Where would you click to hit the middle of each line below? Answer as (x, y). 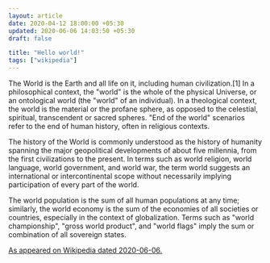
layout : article (35, 16)
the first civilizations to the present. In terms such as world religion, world (130, 159)
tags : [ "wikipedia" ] (43, 61)
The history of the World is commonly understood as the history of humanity (135, 142)
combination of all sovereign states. (68, 234)
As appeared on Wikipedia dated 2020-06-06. (85, 250)
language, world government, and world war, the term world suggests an (129, 167)
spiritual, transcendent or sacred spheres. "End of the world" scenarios (127, 117)
